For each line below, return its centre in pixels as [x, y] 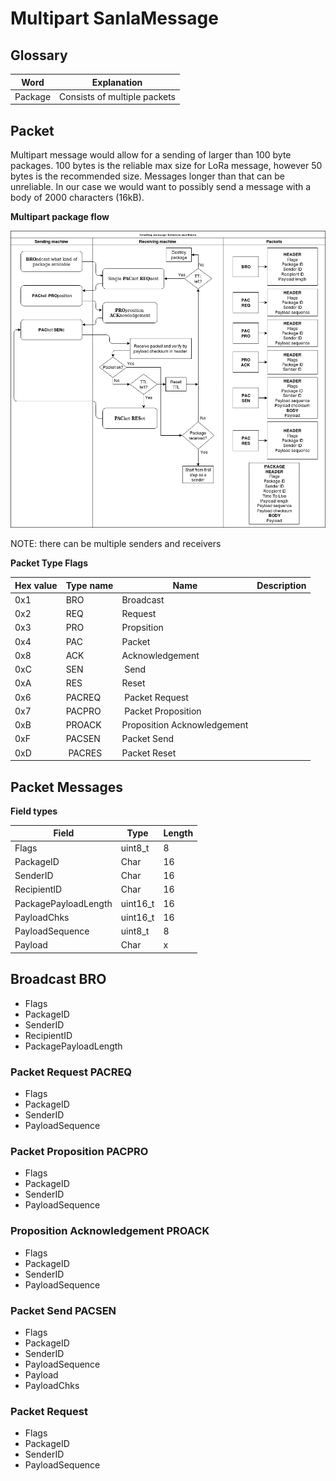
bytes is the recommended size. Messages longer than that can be [147, 176]
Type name [89, 585]
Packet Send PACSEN [63, 1310]
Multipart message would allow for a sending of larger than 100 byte [151, 155]
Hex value [36, 585]
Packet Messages [67, 787]
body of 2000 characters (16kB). [77, 198]
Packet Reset [149, 753]
